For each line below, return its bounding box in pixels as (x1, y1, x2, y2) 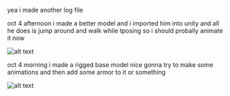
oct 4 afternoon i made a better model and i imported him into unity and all (7, 19, 220, 27)
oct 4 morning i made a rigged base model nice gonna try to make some (7, 61, 213, 68)
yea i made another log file (7, 6, 84, 14)
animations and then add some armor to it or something (7, 68, 166, 76)
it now (7, 34, 25, 42)
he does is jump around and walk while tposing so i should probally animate (7, 27, 223, 35)
